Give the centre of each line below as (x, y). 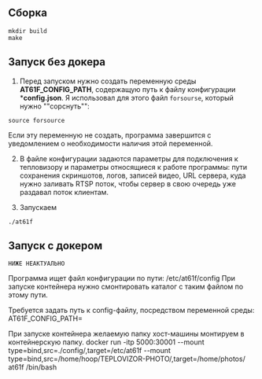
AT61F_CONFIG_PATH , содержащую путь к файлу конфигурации (127, 89)
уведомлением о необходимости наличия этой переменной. (111, 143)
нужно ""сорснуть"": (55, 106)
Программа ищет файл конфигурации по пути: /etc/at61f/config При (122, 278)
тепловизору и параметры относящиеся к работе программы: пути (133, 167)
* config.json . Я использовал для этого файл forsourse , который (127, 98)
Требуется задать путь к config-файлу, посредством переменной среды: (131, 311)
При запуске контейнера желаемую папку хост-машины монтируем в (126, 334)
